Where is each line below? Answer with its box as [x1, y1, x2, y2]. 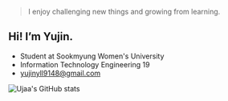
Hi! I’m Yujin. [8, 30, 74, 43]
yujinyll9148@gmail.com [19, 68, 101, 78]
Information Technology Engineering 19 [19, 59, 150, 69]
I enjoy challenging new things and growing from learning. [27, 7, 221, 16]
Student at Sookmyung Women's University [19, 51, 165, 61]
